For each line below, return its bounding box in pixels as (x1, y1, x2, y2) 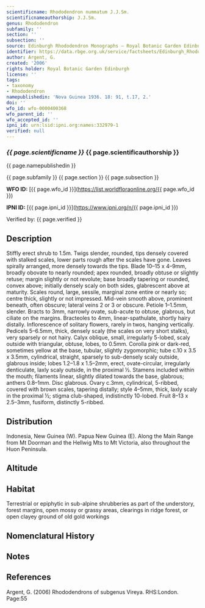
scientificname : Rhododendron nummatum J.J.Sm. (6, 9, 130, 15)
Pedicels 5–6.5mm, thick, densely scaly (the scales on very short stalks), (6, 327, 189, 335)
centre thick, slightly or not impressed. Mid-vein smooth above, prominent (6, 295, 193, 302)
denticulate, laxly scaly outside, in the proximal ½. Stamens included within (6, 367, 195, 374)
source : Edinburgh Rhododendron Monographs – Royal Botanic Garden (6, 43, 182, 49)
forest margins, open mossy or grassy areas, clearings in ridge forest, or (6, 507, 189, 514)
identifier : (6, 49, 37, 55)
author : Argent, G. (6, 54, 56, 60)
